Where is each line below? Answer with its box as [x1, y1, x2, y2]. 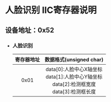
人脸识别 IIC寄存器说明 [5, 4, 97, 16]
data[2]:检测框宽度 [52, 81, 96, 88]
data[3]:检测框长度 [52, 88, 96, 95]
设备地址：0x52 [5, 26, 55, 34]
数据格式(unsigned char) [44, 56, 104, 63]
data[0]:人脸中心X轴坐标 [45, 66, 103, 73]
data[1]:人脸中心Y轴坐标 [45, 73, 103, 80]
